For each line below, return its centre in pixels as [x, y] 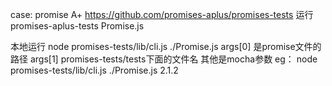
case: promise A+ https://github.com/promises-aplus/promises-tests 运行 [162, 14]
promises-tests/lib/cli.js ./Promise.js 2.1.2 [94, 70]
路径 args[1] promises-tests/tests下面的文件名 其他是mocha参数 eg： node [164, 59]
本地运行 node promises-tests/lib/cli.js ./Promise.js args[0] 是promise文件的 [166, 46]
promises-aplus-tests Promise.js [77, 26]
